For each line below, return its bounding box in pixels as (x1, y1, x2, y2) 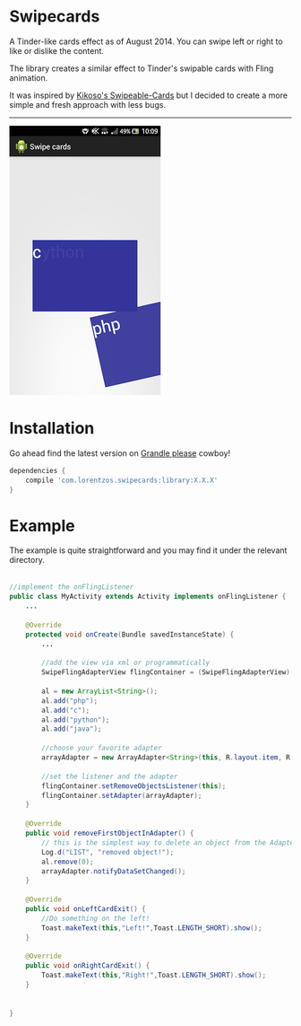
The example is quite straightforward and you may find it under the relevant (9, 545, 288, 556)
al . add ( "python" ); (41, 715, 110, 724)
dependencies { (9, 466, 66, 475)
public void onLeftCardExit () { (25, 905, 146, 914)
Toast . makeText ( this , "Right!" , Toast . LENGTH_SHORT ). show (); (41, 971, 267, 980)
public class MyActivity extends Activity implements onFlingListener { (9, 592, 287, 601)
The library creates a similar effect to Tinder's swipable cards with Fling (9, 63, 274, 74)
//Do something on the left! (41, 914, 150, 923)
